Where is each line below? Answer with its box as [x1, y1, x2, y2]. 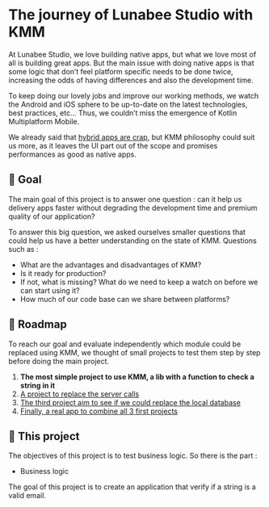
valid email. [8, 491, 47, 501]
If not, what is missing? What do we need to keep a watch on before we [19, 277, 258, 287]
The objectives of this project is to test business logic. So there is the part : [8, 450, 258, 461]
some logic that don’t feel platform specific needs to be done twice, [8, 66, 233, 76]
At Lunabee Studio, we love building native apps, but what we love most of [8, 49, 257, 59]
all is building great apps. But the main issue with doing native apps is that [8, 58, 254, 68]
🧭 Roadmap [8, 317, 67, 332]
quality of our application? [8, 212, 95, 221]
